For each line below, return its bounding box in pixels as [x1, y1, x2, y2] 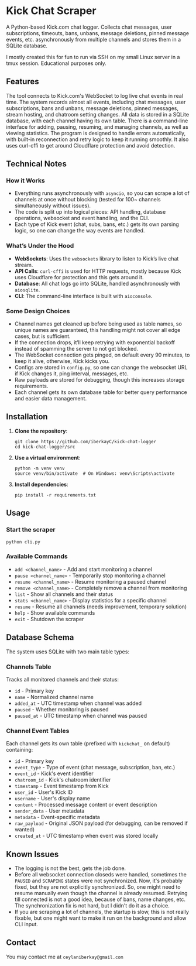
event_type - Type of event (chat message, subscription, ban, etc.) [14, 764, 176, 771]
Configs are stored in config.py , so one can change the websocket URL [14, 364, 188, 371]
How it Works [6, 177, 45, 185]
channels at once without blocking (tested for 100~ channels [14, 196, 161, 203]
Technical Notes [6, 159, 67, 169]
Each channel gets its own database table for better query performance [14, 389, 187, 396]
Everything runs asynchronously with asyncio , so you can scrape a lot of [14, 190, 190, 197]
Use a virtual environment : [14, 454, 81, 461]
